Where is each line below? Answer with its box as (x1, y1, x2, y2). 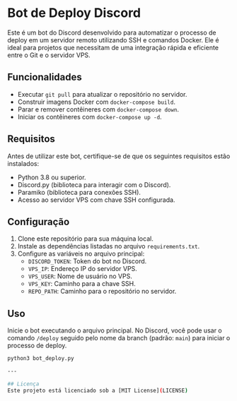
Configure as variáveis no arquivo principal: (17, 249, 145, 258)
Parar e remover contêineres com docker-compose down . (17, 104, 179, 114)
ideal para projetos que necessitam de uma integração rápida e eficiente (7, 43, 219, 52)
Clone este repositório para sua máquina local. (17, 234, 154, 243)
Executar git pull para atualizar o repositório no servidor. (17, 90, 187, 98)
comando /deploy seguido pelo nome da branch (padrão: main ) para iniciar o (7, 334, 231, 342)
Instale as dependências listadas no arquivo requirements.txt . (17, 242, 200, 251)
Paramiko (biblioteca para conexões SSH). (17, 188, 141, 196)
